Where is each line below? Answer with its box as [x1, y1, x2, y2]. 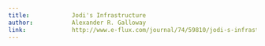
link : [8, 26, 26, 34]
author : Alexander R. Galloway [8, 19, 147, 27]
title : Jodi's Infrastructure [8, 11, 147, 19]
